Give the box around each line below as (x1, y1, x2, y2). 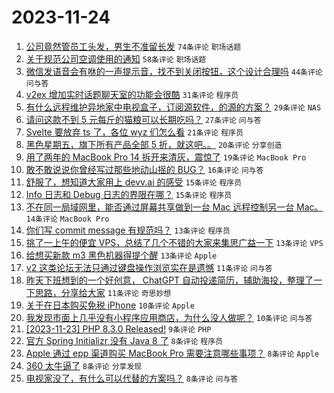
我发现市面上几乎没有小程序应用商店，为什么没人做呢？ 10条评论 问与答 (25, 311, 313, 323)
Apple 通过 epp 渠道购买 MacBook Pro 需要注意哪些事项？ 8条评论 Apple (25, 347, 320, 359)
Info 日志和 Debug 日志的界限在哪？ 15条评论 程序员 (25, 188, 233, 200)
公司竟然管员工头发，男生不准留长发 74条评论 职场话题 (25, 40, 242, 52)
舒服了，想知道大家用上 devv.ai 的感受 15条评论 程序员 (25, 176, 243, 188)
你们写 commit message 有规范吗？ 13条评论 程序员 (25, 224, 231, 236)
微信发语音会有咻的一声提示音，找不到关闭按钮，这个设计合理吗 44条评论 (25, 65, 323, 77)
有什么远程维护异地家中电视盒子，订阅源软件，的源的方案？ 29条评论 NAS (25, 101, 322, 113)
